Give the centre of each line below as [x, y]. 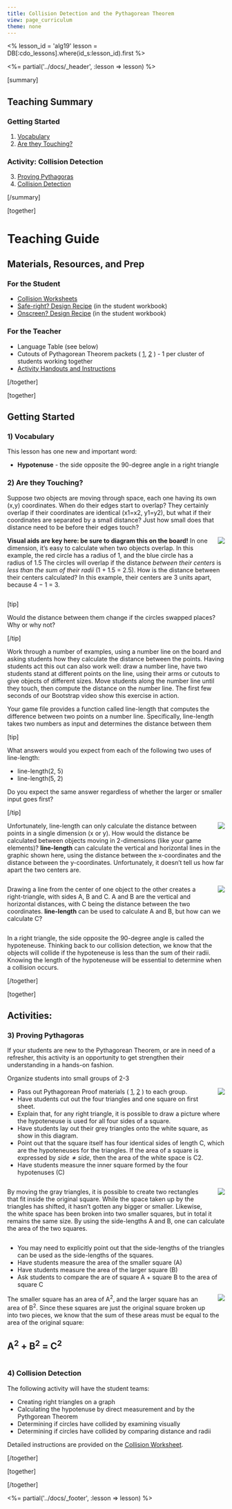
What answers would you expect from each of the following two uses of [109, 750]
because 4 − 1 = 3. [33, 585]
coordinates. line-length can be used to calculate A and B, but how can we [114, 911]
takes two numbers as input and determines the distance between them [109, 723]
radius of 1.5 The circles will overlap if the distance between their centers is [114, 563]
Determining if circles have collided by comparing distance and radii [114, 1431]
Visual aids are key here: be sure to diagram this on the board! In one [108, 541]
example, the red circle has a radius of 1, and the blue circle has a [100, 555]
